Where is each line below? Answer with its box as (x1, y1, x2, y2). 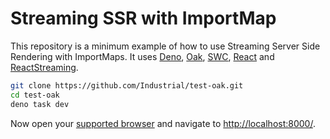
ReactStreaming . (10, 61, 79, 73)
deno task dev (10, 99, 70, 109)
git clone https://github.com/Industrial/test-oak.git (10, 80, 244, 91)
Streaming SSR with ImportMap (10, 7, 277, 30)
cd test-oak (10, 90, 60, 100)
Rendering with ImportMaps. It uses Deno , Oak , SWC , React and (10, 50, 275, 62)
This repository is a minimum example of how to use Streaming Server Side (10, 40, 321, 52)
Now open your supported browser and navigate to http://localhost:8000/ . (10, 117, 316, 129)
